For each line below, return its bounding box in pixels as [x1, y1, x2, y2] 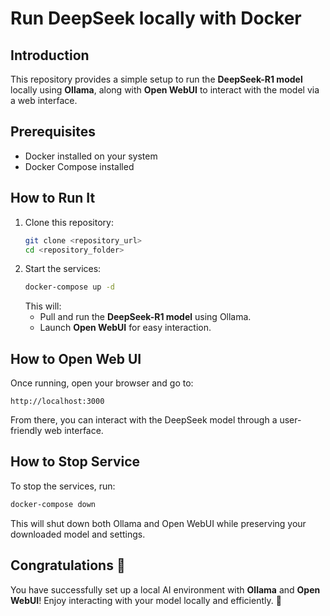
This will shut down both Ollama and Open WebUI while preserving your [10, 517, 307, 529]
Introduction [10, 47, 90, 64]
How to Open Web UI [10, 350, 142, 367]
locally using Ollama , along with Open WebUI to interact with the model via [10, 84, 320, 96]
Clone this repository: [24, 216, 114, 228]
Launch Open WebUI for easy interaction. [39, 322, 212, 334]
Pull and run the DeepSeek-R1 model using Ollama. [39, 311, 252, 323]
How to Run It [10, 190, 96, 207]
